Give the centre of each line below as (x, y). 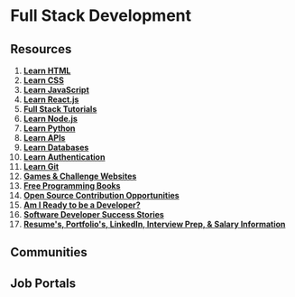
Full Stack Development (101, 16)
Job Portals (43, 283)
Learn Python (49, 128)
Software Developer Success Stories (94, 214)
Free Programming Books (72, 186)
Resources (41, 49)
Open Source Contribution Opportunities (101, 195)
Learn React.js (51, 99)
